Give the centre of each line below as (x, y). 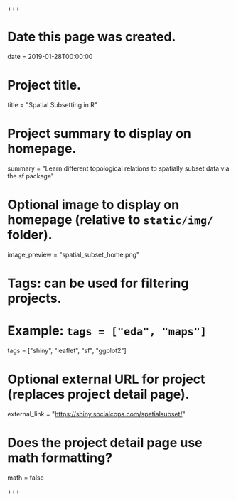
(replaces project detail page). (98, 394)
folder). (30, 235)
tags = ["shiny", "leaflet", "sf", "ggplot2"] (67, 350)
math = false (26, 478)
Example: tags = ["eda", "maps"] (107, 331)
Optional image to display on (93, 205)
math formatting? (60, 458)
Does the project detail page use (105, 443)
